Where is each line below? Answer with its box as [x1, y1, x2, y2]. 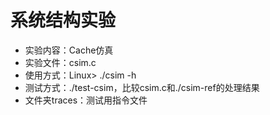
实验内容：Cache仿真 [24, 44, 114, 56]
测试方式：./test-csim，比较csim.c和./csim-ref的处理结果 [24, 81, 260, 93]
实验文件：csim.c [24, 56, 97, 68]
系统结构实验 [10, 9, 117, 32]
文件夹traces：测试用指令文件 [24, 94, 148, 106]
